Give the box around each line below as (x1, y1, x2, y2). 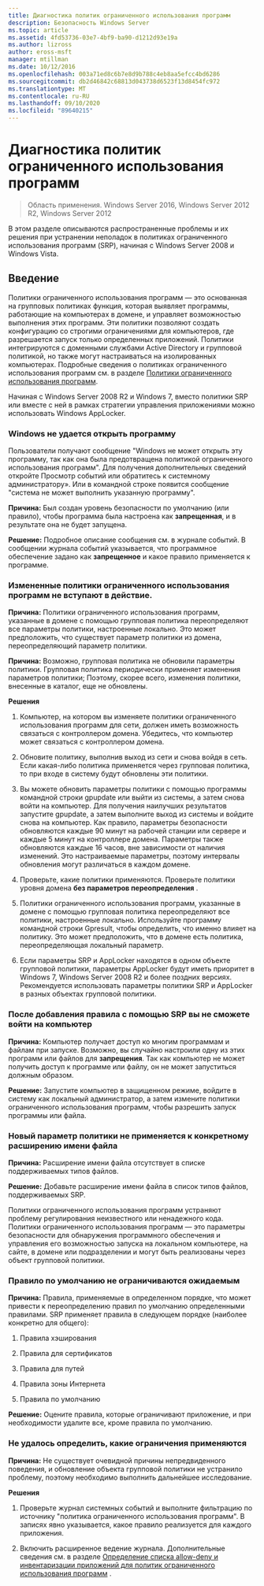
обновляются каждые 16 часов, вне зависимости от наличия (19, 843, 225, 852)
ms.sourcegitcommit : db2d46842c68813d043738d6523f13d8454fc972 (8, 77, 221, 85)
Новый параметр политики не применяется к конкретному (8, 1130, 249, 1141)
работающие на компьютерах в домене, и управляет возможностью (8, 309, 242, 319)
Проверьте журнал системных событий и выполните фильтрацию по (19, 1502, 253, 1513)
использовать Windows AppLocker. (8, 408, 126, 418)
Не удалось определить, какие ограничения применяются (8, 1438, 247, 1449)
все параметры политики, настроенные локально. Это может (8, 624, 217, 634)
